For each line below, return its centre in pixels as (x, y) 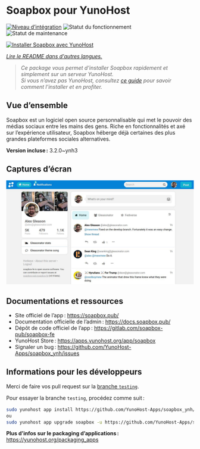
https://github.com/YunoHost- (94, 347)
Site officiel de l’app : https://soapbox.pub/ (67, 315)
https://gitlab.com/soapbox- (129, 328)
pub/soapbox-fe (35, 334)
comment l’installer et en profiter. (61, 86)
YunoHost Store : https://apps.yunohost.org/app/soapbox (85, 341)
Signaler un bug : (35, 347)
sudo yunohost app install (40, 409)
